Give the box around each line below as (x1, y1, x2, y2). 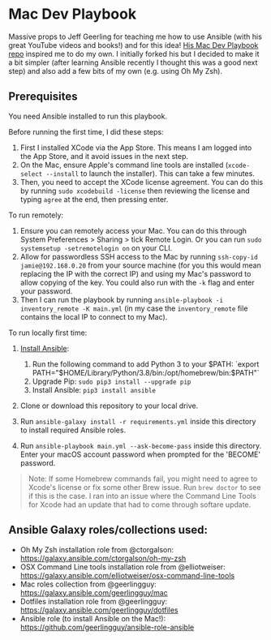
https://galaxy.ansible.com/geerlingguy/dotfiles (19, 605, 179, 615)
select (19, 170, 43, 178)
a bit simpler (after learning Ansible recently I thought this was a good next (8, 58, 258, 67)
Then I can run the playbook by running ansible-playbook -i (19, 294, 224, 304)
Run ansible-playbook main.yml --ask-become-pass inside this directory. (19, 440, 262, 450)
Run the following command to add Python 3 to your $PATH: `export (32, 359, 260, 369)
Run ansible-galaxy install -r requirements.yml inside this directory (19, 416, 256, 426)
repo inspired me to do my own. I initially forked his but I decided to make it (8, 49, 260, 58)
